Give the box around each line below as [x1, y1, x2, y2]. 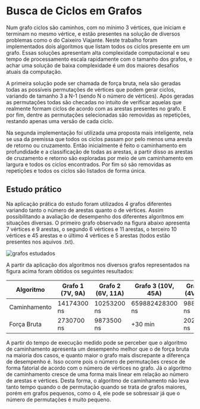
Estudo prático [6, 185, 62, 195]
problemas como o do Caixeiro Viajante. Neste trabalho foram [6, 36, 158, 43]
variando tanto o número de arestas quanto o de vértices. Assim [6, 207, 164, 214]
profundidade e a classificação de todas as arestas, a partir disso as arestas [6, 148, 193, 155]
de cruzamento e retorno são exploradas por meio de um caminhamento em [6, 154, 193, 161]
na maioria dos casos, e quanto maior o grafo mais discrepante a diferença [6, 351, 190, 358]
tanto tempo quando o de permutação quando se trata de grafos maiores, [6, 383, 187, 391]
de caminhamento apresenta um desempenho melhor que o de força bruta [6, 345, 189, 352]
